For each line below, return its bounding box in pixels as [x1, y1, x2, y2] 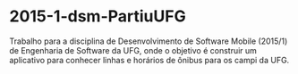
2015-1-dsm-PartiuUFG [9, 6, 186, 27]
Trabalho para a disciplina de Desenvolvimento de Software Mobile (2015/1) [9, 36, 288, 46]
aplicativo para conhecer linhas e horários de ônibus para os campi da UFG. [9, 54, 290, 65]
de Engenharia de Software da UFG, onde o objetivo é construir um [9, 45, 258, 55]
